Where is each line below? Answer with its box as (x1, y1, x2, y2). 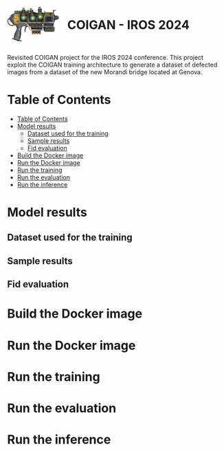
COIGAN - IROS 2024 (67, 17, 190, 33)
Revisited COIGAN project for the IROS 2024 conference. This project (7, 53, 204, 61)
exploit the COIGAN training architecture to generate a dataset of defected (7, 60, 218, 69)
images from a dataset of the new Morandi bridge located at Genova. (7, 67, 203, 76)
